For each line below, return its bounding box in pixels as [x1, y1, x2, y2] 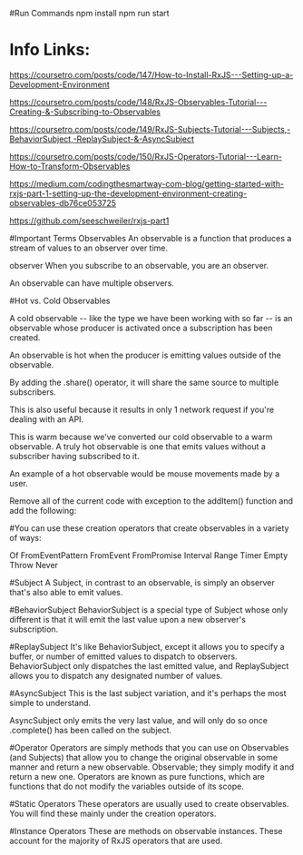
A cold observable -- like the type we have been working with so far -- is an [9, 312, 293, 323]
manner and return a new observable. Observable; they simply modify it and [9, 762, 295, 772]
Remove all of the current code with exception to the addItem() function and [9, 495, 293, 506]
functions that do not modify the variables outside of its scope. [9, 781, 245, 791]
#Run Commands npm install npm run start [9, 8, 170, 18]
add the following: [9, 505, 77, 516]
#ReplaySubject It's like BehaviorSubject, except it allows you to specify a [9, 641, 285, 652]
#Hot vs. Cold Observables [9, 295, 111, 306]
